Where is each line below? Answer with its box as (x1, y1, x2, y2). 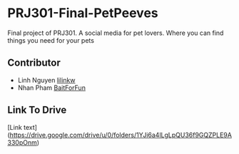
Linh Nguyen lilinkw (17, 76, 76, 84)
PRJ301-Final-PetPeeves (7, 5, 158, 21)
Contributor (7, 57, 61, 69)
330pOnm (7, 138, 37, 147)
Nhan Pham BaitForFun (17, 83, 86, 92)
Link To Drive (7, 104, 67, 116)
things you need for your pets (7, 36, 95, 44)
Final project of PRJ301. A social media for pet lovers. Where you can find (7, 29, 224, 37)
